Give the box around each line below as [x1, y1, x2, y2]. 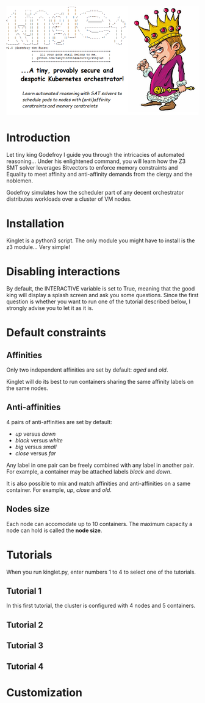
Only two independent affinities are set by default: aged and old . [6, 366, 168, 373]
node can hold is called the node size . [6, 527, 103, 534]
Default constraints [6, 326, 107, 340]
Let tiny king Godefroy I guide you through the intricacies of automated [6, 151, 185, 159]
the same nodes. [6, 384, 49, 392]
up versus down [15, 430, 56, 438]
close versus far [15, 449, 56, 457]
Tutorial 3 [6, 641, 44, 651]
